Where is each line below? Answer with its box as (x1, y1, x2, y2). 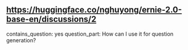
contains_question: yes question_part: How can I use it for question (6, 30, 174, 37)
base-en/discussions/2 (6, 14, 97, 25)
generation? (6, 36, 36, 44)
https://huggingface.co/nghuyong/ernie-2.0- (6, 5, 183, 15)
